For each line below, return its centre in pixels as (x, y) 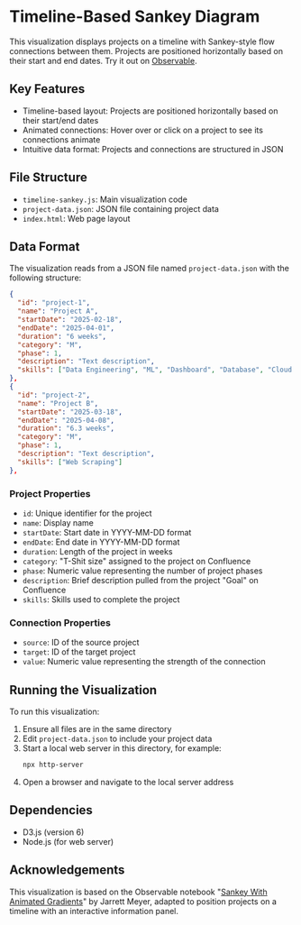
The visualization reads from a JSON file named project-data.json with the (150, 269)
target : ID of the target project (79, 652)
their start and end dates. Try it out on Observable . (103, 60)
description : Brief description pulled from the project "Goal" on (140, 580)
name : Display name (58, 522)
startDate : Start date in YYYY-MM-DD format (107, 532)
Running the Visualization (83, 690)
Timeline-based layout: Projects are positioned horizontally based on (150, 111)
